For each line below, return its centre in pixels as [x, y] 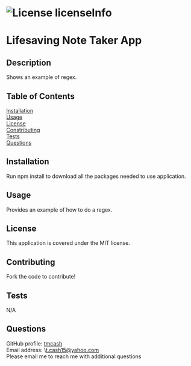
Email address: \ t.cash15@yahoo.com [53, 350]
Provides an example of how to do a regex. [59, 210]
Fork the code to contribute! [41, 277]
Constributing [23, 130]
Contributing [31, 262]
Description [29, 62]
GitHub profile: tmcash [34, 343]
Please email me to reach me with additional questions [74, 356]
